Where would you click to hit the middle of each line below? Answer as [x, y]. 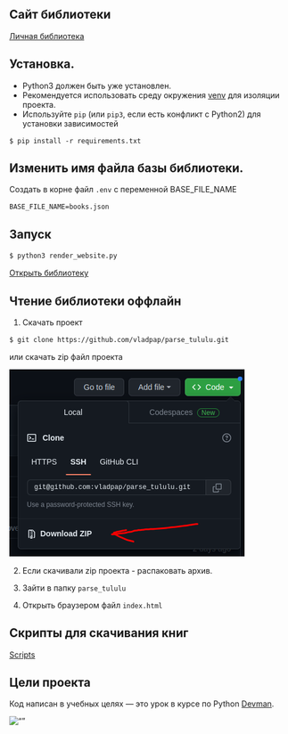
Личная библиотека [47, 36]
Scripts [22, 655]
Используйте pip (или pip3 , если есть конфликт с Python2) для [141, 114]
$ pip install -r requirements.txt [75, 141]
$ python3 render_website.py [63, 256]
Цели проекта [50, 683]
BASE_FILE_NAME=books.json [59, 207]
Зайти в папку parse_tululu [74, 588]
